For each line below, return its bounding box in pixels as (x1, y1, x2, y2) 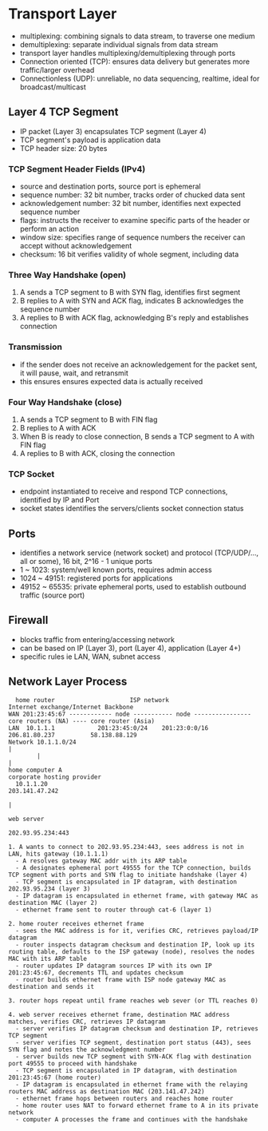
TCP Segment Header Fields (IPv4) (8, 163, 146, 174)
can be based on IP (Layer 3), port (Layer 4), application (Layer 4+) (19, 643, 242, 653)
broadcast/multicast (19, 81, 86, 92)
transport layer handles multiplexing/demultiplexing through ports (19, 48, 236, 58)
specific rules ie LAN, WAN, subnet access (19, 652, 161, 661)
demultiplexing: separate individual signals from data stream (19, 39, 219, 49)
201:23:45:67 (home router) (8, 1073, 102, 1081)
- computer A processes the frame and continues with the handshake (15, 1115, 248, 1123)
